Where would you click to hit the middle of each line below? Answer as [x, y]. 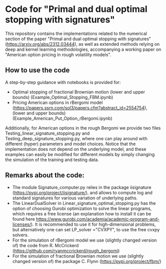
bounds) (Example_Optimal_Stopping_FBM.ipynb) [63, 97]
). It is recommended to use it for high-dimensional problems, [93, 224]
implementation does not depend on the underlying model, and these [76, 149]
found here [24, 219]
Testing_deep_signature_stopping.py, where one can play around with [76, 138]
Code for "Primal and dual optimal [76, 9]
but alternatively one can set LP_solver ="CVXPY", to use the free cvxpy [86, 229]
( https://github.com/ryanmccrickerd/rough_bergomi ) [66, 251]
